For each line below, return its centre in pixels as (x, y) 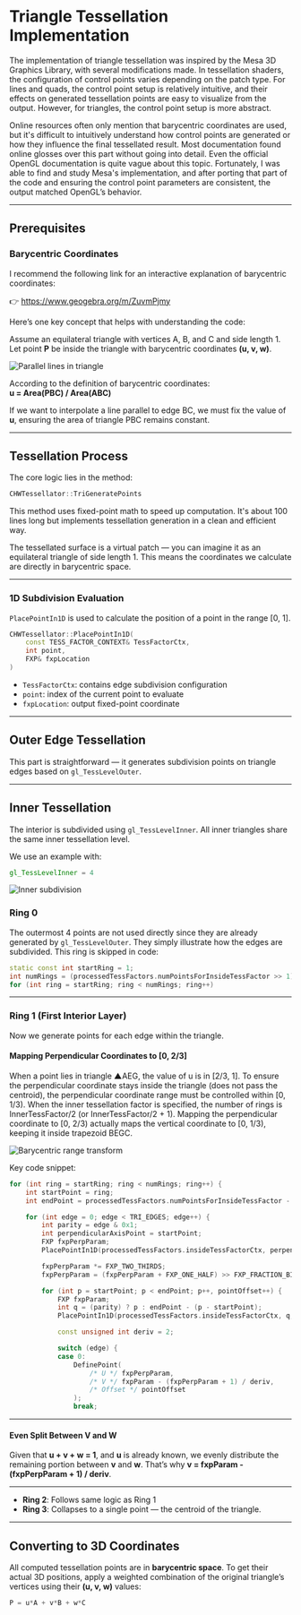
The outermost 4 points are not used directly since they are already (133, 932)
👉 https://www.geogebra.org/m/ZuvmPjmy (90, 301)
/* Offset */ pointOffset (138, 1390)
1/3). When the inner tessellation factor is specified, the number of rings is (146, 1104)
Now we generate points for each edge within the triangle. (116, 1035)
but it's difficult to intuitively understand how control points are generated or (150, 134)
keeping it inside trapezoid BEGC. (71, 1133)
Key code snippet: (43, 1167)
